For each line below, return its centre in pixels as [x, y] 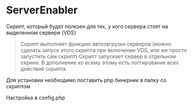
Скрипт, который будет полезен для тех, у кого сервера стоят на [87, 26]
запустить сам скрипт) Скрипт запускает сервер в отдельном [98, 56]
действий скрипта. [44, 68]
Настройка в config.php [36, 98]
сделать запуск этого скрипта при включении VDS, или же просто [104, 50]
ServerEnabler [42, 10]
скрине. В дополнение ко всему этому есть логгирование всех [100, 63]
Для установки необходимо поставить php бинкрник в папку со [86, 80]
